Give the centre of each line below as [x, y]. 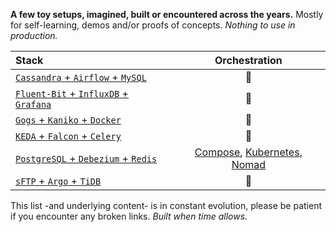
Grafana [33, 104]
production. [34, 35]
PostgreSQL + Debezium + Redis [86, 158]
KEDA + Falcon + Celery [68, 136]
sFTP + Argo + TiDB [58, 181]
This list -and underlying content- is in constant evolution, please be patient [166, 205]
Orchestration [248, 60]
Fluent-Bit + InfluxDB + [72, 93]
